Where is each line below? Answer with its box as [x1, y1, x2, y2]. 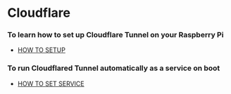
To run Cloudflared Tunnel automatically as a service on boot [7, 63, 220, 73]
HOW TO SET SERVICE [17, 79, 85, 88]
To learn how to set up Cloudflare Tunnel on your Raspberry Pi [7, 30, 224, 40]
